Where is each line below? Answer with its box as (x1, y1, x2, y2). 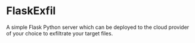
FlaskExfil (6, 4, 56, 18)
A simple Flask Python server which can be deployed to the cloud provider (6, 24, 190, 31)
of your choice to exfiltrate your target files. (6, 29, 113, 37)
